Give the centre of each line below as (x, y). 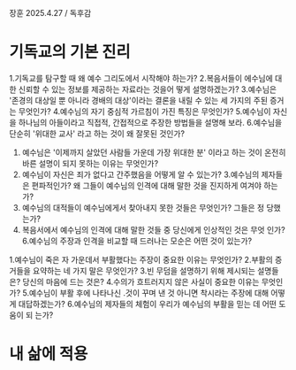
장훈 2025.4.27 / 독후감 (50, 13)
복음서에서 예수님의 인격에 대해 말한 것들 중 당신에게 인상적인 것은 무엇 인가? (153, 229)
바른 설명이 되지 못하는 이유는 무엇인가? (90, 163)
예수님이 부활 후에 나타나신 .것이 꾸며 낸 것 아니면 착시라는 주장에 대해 (149, 293)
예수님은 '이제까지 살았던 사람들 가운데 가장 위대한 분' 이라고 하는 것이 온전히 (154, 152)
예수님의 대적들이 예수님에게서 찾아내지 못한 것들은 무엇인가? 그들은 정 (143, 207)
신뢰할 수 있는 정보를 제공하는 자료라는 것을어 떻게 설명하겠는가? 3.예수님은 (147, 89)
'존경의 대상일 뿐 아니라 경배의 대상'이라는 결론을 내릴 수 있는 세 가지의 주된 (138, 100)
